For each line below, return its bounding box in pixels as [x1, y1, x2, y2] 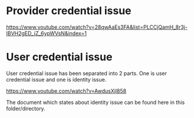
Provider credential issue [6, 4, 131, 18]
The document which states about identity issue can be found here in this [6, 99, 185, 106]
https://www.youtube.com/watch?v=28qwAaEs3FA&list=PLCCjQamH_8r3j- [6, 23, 188, 31]
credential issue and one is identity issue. [6, 76, 107, 83]
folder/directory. [6, 104, 45, 112]
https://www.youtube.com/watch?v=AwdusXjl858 [6, 87, 127, 95]
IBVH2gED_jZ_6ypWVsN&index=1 [6, 29, 87, 36]
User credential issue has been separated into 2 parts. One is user [6, 69, 167, 77]
